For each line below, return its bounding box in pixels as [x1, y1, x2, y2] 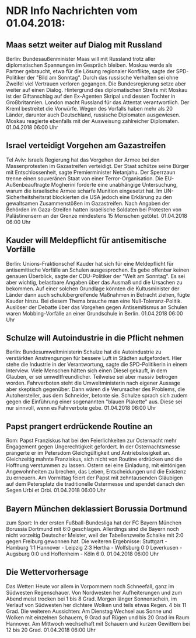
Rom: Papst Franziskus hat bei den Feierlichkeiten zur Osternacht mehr [6, 437, 177, 444]
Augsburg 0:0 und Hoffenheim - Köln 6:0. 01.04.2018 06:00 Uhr [6, 550, 159, 557]
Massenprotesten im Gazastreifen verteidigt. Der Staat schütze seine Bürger [6, 162, 190, 169]
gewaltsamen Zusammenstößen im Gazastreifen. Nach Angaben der [6, 200, 170, 207]
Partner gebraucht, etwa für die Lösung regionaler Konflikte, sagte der [6, 68, 175, 74]
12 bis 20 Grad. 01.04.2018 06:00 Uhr [6, 626, 96, 633]
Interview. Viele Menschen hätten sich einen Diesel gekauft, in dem [6, 367, 167, 374]
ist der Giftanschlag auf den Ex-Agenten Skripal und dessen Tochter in [6, 92, 176, 100]
